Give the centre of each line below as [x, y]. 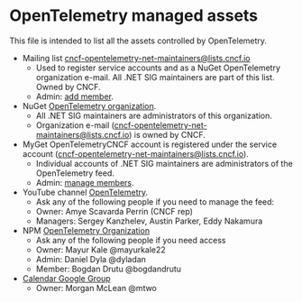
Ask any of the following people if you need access [131, 240]
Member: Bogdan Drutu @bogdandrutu [109, 269]
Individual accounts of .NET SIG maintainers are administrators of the [164, 163]
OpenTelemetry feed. [75, 173]
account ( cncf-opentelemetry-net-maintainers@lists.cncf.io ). [136, 153]
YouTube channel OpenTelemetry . [85, 192]
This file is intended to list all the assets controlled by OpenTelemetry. [138, 41]
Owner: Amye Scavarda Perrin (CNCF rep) [114, 211]
